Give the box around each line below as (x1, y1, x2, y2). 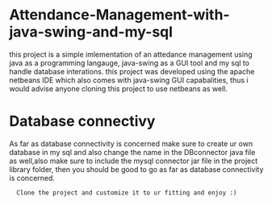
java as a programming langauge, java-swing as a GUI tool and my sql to (9, 58, 249, 68)
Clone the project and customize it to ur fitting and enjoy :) (16, 188, 237, 197)
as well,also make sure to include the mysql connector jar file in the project (9, 156, 258, 165)
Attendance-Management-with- (9, 6, 230, 24)
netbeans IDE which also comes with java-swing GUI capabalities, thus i (9, 75, 249, 85)
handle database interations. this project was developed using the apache (9, 66, 255, 76)
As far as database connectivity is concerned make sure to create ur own (9, 139, 253, 149)
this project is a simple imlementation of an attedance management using (9, 49, 253, 59)
